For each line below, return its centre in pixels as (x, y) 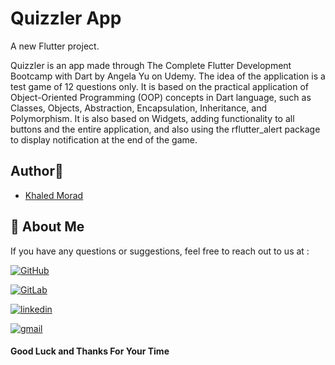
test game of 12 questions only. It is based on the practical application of (160, 86)
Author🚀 (37, 171)
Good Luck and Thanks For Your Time (90, 351)
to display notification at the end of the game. (104, 139)
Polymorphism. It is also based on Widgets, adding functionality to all (152, 118)
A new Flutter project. (55, 46)
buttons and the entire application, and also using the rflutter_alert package (165, 129)
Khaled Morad (54, 195)
